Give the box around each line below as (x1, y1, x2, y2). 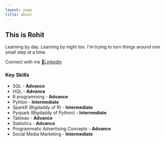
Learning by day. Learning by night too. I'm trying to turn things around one (5, 44, 160, 50)
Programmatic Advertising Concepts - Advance (12, 125, 111, 131)
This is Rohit (5, 31, 44, 39)
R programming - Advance (12, 93, 68, 99)
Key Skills (5, 71, 29, 78)
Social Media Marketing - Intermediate (12, 131, 93, 137)
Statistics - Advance (12, 120, 55, 126)
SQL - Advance (12, 83, 45, 89)
